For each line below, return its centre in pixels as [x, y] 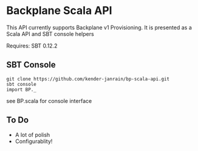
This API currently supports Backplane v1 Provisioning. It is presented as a [99, 27]
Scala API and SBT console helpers [50, 33]
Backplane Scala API [59, 11]
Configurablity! [34, 141]
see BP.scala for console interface [49, 100]
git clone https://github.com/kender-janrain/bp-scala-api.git [88, 79]
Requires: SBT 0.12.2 [32, 46]
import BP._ [21, 90]
